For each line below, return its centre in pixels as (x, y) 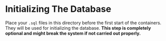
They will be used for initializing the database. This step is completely (78, 28)
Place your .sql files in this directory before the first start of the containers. (84, 23)
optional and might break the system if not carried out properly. (73, 33)
